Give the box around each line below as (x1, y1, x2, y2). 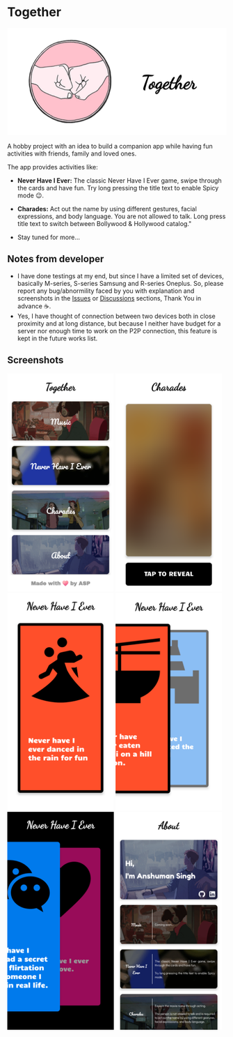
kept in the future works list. (17, 334, 98, 342)
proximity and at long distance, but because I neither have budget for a (17, 319, 221, 328)
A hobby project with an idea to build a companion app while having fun (7, 142, 214, 151)
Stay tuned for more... (17, 233, 81, 241)
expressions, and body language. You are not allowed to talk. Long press (17, 212, 226, 220)
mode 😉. (17, 191, 44, 199)
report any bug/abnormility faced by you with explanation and (17, 287, 195, 295)
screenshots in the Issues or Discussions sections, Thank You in (17, 294, 202, 302)
